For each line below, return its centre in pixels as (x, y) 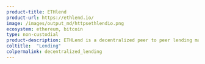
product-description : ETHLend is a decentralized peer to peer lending (99, 40)
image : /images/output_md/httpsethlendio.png (65, 23)
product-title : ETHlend (37, 12)
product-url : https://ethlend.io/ (50, 18)
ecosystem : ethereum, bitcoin (45, 29)
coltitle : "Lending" (34, 46)
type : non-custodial (33, 35)
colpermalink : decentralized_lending (54, 52)
